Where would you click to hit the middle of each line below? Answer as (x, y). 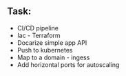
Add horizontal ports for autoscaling (68, 64)
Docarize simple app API (52, 42)
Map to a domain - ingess (53, 57)
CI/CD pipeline (38, 28)
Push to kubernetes (45, 50)
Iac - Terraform (39, 35)
